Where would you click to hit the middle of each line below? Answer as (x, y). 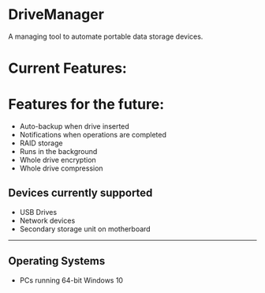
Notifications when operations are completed (93, 135)
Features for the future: (86, 105)
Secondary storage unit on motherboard (85, 229)
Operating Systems (57, 261)
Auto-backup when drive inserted (75, 126)
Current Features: (68, 68)
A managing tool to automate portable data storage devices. (106, 36)
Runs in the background (58, 152)
